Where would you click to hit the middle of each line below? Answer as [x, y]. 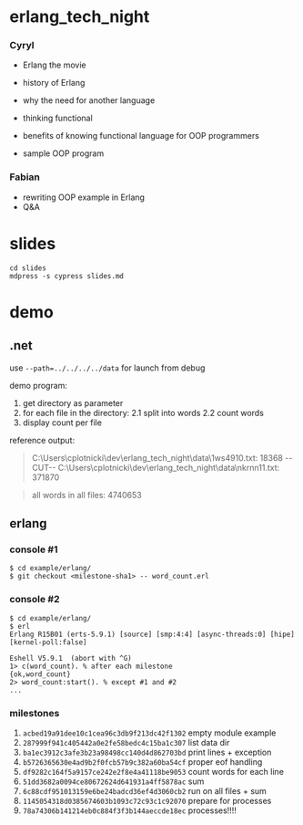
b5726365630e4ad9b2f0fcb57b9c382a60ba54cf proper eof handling [142, 762]
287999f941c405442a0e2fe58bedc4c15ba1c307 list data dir [126, 742]
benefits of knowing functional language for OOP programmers [141, 136]
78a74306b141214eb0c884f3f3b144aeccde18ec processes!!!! [129, 810]
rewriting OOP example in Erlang [84, 197]
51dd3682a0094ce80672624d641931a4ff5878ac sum [113, 781]
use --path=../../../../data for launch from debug [107, 368]
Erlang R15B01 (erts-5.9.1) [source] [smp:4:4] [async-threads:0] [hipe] [152, 634]
